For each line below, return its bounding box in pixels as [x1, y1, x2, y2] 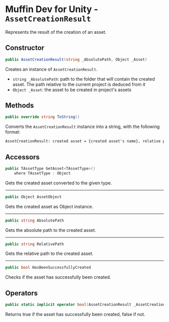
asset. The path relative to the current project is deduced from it [12, 81, 146, 87]
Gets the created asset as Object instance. [5, 203, 94, 210]
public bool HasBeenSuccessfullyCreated [5, 265, 92, 270]
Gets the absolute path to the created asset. [5, 227, 97, 233]
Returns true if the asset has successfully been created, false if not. [5, 311, 146, 317]
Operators [5, 289, 38, 297]
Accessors [5, 153, 40, 161]
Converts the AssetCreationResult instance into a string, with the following [5, 123, 160, 130]
